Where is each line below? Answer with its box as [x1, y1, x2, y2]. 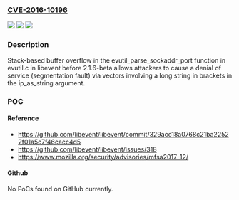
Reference [7, 114, 39, 122]
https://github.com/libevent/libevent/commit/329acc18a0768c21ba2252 [17, 130, 230, 138]
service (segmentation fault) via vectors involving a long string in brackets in [7, 71, 233, 80]
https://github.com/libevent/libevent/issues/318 [17, 144, 157, 154]
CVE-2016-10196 [7, 5, 68, 15]
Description [7, 40, 49, 50]
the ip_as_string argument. [7, 78, 86, 87]
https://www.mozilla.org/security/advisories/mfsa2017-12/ [17, 152, 189, 161]
